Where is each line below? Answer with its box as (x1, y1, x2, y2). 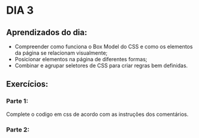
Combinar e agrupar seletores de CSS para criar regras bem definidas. (14, 62, 188, 69)
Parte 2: (6, 126, 30, 134)
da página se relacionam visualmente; (14, 49, 108, 57)
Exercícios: (6, 79, 49, 89)
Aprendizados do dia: (6, 27, 87, 37)
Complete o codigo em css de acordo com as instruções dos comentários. (6, 111, 189, 118)
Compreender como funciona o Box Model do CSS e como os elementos (14, 43, 193, 50)
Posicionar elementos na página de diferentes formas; (14, 56, 147, 62)
